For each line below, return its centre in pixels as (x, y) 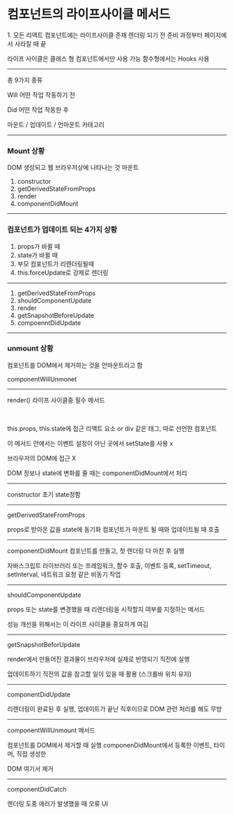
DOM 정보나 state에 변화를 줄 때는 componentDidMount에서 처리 (97, 473)
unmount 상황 (30, 349)
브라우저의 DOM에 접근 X (42, 458)
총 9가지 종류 (25, 80)
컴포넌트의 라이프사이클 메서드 (89, 14)
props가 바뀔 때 (39, 246)
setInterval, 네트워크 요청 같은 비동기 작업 (64, 574)
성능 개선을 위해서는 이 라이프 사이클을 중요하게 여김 (78, 624)
